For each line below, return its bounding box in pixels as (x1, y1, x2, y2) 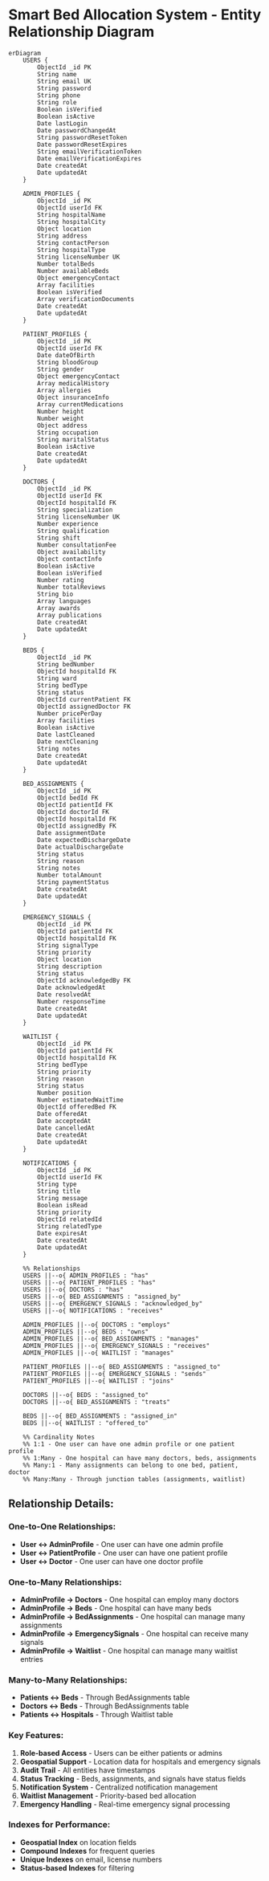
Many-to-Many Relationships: (8, 1674, 128, 1685)
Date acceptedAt (37, 1117, 92, 1125)
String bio (37, 590, 74, 598)
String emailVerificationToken (37, 147, 142, 156)
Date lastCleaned (37, 731, 95, 739)
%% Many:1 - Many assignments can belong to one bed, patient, (22, 1461, 239, 1469)
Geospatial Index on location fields (19, 1837, 137, 1847)
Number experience (37, 519, 99, 527)
